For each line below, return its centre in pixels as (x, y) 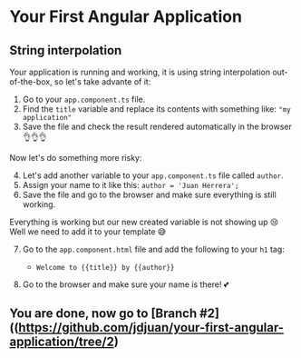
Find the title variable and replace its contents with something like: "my (157, 109)
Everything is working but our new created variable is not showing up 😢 (144, 222)
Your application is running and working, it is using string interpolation (140, 72)
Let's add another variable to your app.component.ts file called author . (153, 175)
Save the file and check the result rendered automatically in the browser (157, 126)
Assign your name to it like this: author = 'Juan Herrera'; (131, 185)
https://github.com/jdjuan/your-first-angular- (150, 328)
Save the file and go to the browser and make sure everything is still (149, 194)
